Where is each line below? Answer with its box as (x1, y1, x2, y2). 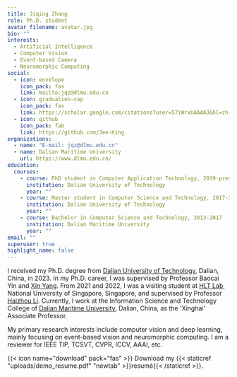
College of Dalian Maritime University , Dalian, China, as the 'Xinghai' (7, 304, 206, 313)
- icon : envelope (13, 76, 65, 83)
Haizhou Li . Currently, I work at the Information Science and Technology (7, 296, 217, 305)
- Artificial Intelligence (13, 43, 93, 50)
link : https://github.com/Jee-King (20, 129, 125, 136)
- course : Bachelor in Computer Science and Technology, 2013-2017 (20, 214, 222, 221)
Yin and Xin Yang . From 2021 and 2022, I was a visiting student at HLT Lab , (7, 282, 226, 290)
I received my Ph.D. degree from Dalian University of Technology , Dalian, (7, 267, 219, 275)
